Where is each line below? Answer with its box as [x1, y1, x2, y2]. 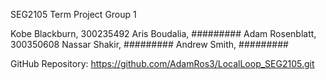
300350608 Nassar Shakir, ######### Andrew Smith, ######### [10, 39, 289, 50]
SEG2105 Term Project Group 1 [10, 9, 137, 20]
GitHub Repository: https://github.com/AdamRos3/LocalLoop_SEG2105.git [10, 58, 315, 69]
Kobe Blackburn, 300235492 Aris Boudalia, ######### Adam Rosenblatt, [10, 28, 317, 39]
